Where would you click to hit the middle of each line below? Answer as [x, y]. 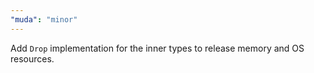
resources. [32, 58]
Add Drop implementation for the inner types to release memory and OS [157, 48]
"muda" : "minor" [44, 19]
